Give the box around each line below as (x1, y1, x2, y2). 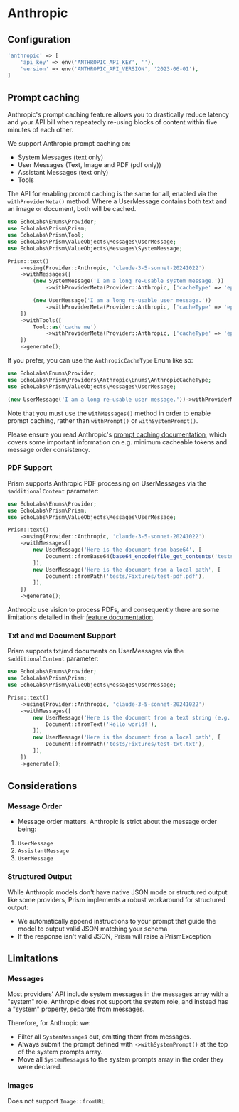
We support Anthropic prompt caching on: (7, 139, 132, 148)
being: (17, 825, 37, 833)
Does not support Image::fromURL (7, 1096, 105, 1105)
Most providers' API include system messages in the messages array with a (7, 990, 229, 998)
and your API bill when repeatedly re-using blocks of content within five (7, 118, 218, 127)
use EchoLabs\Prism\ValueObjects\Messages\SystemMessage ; (7, 245, 183, 252)
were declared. (17, 1063, 63, 1071)
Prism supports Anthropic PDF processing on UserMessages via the (7, 479, 207, 488)
